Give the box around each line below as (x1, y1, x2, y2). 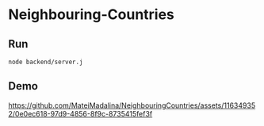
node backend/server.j (8, 58, 83, 66)
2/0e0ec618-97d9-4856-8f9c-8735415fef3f (8, 109, 153, 118)
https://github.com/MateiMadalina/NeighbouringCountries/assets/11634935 (8, 101, 256, 110)
